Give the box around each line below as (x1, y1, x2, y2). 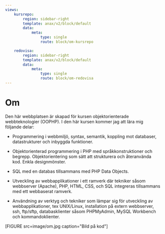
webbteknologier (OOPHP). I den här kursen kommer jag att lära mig (5, 118, 144, 124)
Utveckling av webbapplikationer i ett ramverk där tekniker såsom (12, 178, 146, 184)
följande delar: (5, 124, 34, 130)
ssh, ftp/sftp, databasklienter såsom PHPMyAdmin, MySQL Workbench (12, 208, 156, 214)
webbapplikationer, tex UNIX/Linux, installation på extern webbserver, (12, 203, 154, 209)
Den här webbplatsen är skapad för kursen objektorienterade (5, 113, 129, 119)
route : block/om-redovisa (40, 76, 94, 81)
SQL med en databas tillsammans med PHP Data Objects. (12, 168, 129, 174)
